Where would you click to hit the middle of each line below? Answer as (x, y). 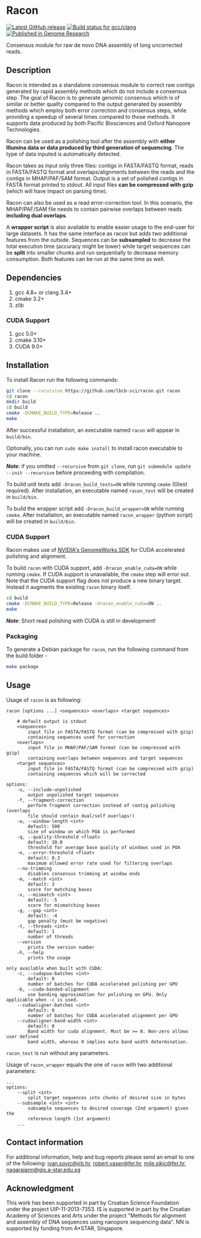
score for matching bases (60, 889)
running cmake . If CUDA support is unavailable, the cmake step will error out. (98, 575)
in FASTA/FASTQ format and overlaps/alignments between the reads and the (100, 172)
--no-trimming (34, 868)
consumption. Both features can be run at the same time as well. (86, 259)
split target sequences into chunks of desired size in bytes (107, 1098)
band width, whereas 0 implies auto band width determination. (108, 1042)
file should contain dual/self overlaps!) (81, 816)
